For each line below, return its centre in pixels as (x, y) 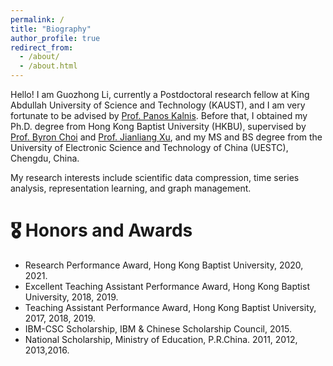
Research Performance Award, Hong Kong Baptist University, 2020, (164, 265)
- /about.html (48, 66)
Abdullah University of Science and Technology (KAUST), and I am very (158, 105)
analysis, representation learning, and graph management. (131, 188)
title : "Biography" (51, 29)
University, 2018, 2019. (71, 297)
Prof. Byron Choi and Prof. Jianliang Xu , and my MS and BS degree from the (166, 137)
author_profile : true (55, 38)
